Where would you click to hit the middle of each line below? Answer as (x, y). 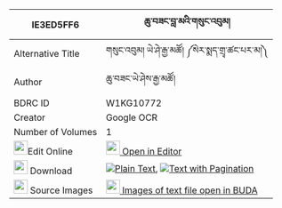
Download (51, 171)
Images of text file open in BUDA (190, 190)
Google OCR (132, 117)
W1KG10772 (133, 103)
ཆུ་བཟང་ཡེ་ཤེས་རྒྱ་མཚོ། (141, 79)
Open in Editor (152, 152)
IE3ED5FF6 (56, 24)
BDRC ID (32, 103)
